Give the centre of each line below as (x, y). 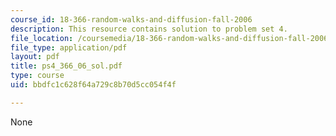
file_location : (42, 38)
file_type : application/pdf (69, 47)
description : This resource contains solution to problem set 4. (149, 29)
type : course (37, 76)
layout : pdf (35, 57)
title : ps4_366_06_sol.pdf (66, 66)
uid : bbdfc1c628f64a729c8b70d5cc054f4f (93, 85)
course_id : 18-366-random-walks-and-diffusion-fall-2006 (131, 19)
